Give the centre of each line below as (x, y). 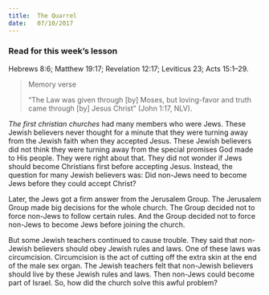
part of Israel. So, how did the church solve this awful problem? (113, 282)
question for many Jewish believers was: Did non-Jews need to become (128, 175)
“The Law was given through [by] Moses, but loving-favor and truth (139, 99)
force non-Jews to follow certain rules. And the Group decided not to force (132, 216)
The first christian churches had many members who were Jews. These (127, 123)
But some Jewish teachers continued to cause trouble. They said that (123, 240)
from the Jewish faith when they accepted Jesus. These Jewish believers (130, 140)
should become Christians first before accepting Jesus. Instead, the (120, 166)
